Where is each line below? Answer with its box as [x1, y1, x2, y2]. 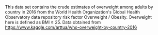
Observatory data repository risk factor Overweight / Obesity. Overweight [5, 14, 152, 20]
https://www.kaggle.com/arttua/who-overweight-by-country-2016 [5, 24, 137, 30]
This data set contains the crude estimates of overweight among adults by [5, 4, 154, 10]
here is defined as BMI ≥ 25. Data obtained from [5, 19, 101, 25]
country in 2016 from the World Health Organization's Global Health [5, 9, 140, 15]
